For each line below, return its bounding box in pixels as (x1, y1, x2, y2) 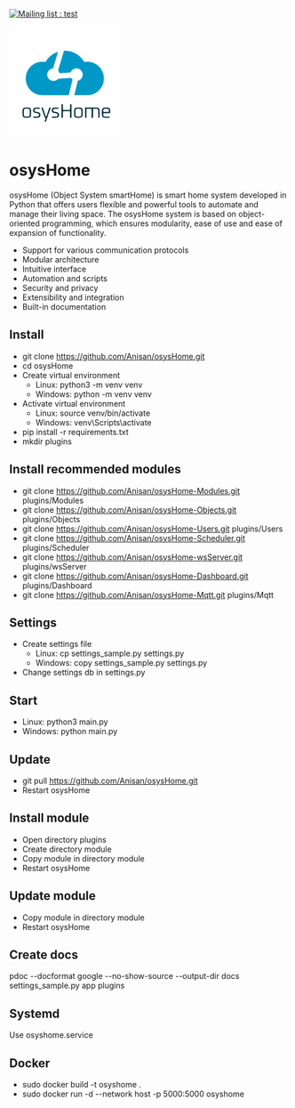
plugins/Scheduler (21, 542, 90, 553)
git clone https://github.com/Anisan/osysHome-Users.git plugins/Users (21, 523, 283, 534)
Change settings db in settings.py (21, 667, 146, 678)
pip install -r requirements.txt (21, 426, 129, 437)
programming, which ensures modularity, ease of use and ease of (41, 218, 283, 229)
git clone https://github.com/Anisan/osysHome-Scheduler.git (21, 532, 246, 543)
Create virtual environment (21, 369, 121, 380)
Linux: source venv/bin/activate (35, 408, 151, 418)
